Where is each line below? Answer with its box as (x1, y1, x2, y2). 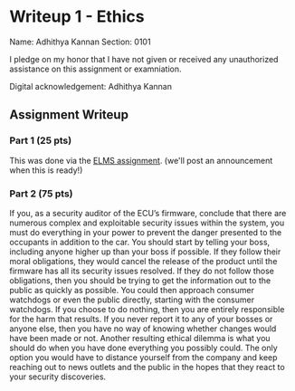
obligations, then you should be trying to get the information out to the (9, 274, 271, 286)
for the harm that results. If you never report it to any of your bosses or (9, 313, 273, 324)
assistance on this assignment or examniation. (9, 63, 182, 74)
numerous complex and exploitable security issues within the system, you (9, 217, 285, 228)
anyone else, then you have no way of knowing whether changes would (9, 323, 277, 334)
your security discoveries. (9, 371, 107, 382)
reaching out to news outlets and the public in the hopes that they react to (9, 361, 285, 372)
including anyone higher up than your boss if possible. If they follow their (9, 246, 281, 257)
